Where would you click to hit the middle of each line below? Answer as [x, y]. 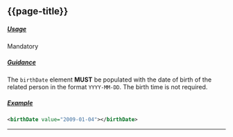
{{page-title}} [38, 11]
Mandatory [23, 46]
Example [20, 102]
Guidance [21, 62]
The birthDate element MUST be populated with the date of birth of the [110, 80]
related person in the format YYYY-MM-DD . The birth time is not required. [107, 87]
